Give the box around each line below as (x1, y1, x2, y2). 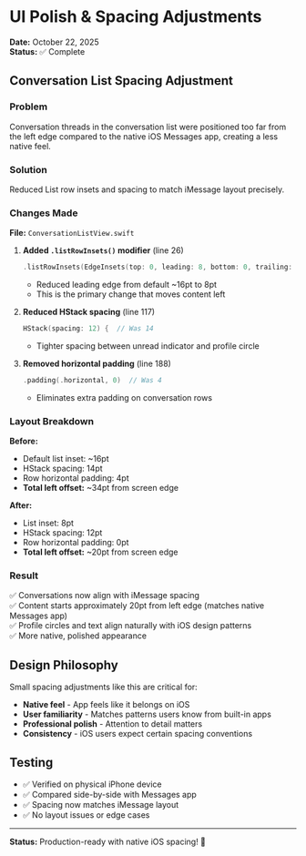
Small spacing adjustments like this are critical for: (9, 681, 198, 693)
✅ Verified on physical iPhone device (22, 779, 162, 790)
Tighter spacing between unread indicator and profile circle (36, 340, 260, 352)
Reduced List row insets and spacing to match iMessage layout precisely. (9, 184, 285, 195)
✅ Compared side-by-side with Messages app (22, 790, 198, 800)
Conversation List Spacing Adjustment (9, 73, 234, 88)
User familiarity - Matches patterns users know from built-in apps (22, 708, 271, 720)
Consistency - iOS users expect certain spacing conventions (22, 729, 253, 739)
